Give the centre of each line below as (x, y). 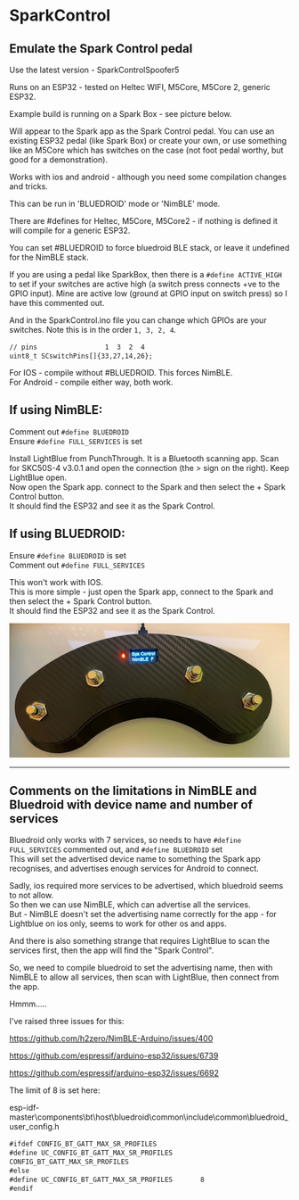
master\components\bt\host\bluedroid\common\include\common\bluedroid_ (149, 1117)
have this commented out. (57, 303)
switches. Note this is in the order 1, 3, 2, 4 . (93, 330)
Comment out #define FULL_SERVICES (77, 565)
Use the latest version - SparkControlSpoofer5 (94, 70)
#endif (21, 1189)
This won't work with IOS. (57, 582)
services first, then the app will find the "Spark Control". (112, 950)
